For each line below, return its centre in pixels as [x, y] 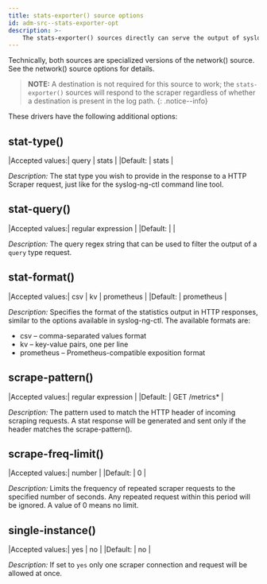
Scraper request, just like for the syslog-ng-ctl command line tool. [116, 184]
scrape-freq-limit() [56, 454]
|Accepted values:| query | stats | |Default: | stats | [91, 161]
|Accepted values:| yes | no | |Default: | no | [79, 550]
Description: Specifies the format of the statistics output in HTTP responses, [133, 311]
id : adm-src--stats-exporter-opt [64, 23]
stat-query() [40, 209]
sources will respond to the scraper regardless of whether [161, 93]
